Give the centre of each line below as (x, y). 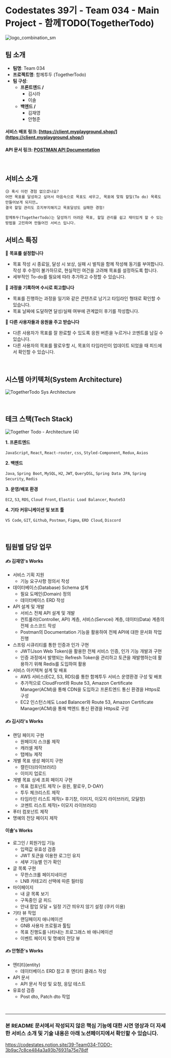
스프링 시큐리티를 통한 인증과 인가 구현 (51, 645)
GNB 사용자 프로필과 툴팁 (46, 926)
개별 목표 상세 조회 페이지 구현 (42, 779)
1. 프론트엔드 (18, 442)
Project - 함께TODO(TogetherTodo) (80, 23)
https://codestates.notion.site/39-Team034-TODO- (59, 1045)
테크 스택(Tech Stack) (39, 419)
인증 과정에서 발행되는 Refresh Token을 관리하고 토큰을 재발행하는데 (88, 658)
